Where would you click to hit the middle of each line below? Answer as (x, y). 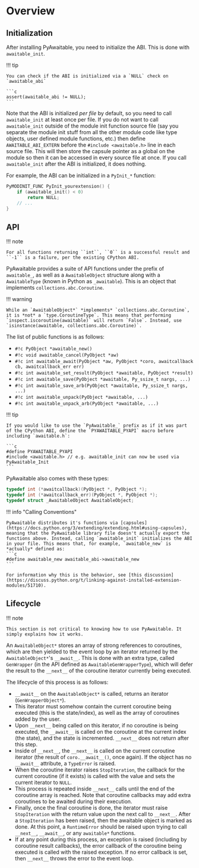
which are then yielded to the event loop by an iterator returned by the (92, 652)
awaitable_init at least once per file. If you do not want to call (82, 120)
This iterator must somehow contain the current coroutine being (93, 706)
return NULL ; (44, 197)
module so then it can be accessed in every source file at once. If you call (97, 157)
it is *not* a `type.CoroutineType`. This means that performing (89, 315)
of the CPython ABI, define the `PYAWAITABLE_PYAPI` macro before (90, 431)
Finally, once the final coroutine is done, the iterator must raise (91, 807)
